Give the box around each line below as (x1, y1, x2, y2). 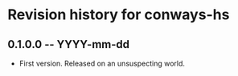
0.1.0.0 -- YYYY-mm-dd (7, 38, 130, 51)
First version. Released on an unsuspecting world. (18, 58, 186, 68)
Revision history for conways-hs (7, 6, 230, 24)
